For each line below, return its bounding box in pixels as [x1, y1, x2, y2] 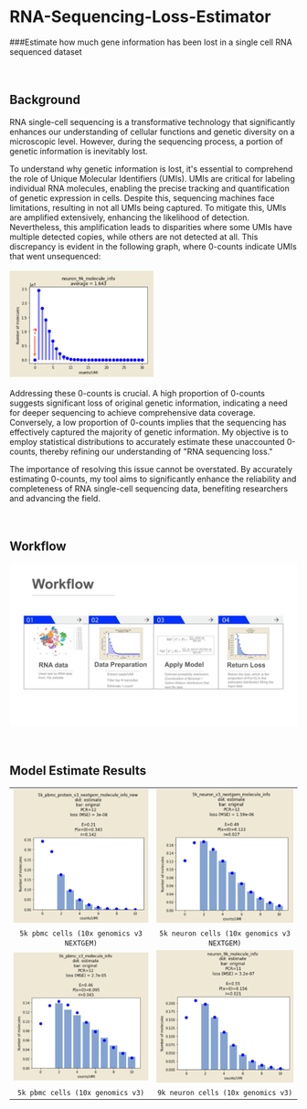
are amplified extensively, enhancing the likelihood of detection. [9, 212, 249, 223]
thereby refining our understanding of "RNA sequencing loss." [39, 446, 273, 457]
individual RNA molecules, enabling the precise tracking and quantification [9, 183, 290, 194]
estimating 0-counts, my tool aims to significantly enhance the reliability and [9, 473, 297, 484]
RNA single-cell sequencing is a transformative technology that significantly [9, 116, 295, 127]
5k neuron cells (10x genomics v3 [159, 929, 291, 938]
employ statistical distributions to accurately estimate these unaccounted [9, 436, 285, 447]
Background [9, 92, 80, 108]
